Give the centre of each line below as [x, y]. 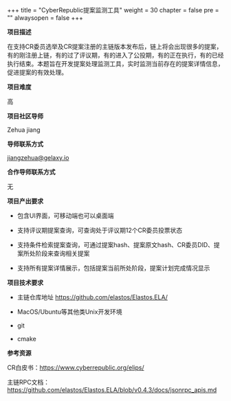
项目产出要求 [25, 201]
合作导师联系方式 [31, 172]
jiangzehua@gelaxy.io [38, 158]
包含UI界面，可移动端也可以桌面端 [65, 216]
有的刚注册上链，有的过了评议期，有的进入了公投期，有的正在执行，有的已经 [115, 55]
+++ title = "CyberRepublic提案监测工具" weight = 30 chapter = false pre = [113, 10]
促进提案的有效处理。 [37, 72]
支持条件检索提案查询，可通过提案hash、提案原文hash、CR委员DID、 [115, 245]
